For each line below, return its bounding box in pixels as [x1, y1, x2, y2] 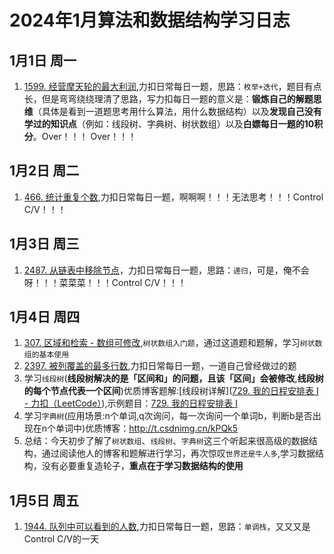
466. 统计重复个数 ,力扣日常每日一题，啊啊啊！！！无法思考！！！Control [23, 191, 324, 203]
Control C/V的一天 [23, 533, 99, 545]
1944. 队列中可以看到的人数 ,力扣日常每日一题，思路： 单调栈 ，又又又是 [23, 521, 311, 533]
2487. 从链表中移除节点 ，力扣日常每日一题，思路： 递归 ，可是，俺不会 [23, 264, 310, 276]
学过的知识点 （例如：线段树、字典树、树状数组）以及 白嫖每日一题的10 [23, 118, 315, 130]
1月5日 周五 [9, 492, 80, 509]
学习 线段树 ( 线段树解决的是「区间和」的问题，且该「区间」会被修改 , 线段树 [23, 372, 324, 385]
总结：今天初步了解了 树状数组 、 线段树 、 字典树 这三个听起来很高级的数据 [23, 435, 309, 447]
